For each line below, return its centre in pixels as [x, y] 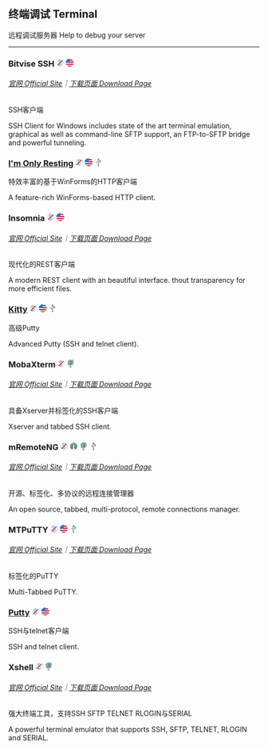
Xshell [21, 668]
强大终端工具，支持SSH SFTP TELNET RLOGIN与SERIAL [100, 714]
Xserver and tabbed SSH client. [60, 426]
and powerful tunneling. [47, 143]
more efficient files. [40, 288]
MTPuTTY [29, 530]
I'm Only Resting [41, 163]
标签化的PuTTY [33, 576]
